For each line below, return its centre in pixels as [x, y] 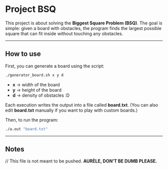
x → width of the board [36, 84]
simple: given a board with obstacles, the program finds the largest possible [83, 28]
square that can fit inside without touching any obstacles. [64, 33]
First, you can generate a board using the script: [55, 66]
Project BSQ [31, 9]
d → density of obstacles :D [41, 95]
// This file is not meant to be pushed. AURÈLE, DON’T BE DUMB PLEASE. [81, 161]
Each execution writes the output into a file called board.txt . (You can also [82, 105]
